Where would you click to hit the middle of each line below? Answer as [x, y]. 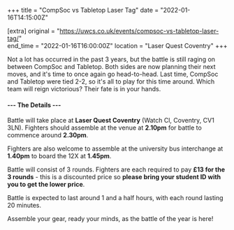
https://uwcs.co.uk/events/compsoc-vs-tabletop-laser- [139, 31]
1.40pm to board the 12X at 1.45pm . [59, 156]
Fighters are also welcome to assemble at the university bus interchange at [115, 148]
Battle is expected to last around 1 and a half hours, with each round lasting [115, 198]
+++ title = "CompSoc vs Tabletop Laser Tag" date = [83, 10]
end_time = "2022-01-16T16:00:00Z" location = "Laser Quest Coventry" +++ [117, 46]
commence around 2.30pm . [48, 135]
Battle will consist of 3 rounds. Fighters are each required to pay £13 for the [116, 169]
